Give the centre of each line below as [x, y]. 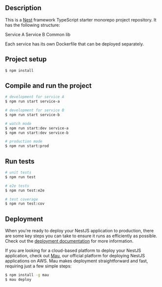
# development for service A [35, 97]
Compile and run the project [48, 86]
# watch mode [18, 123]
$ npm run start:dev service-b [37, 133]
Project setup [26, 59]
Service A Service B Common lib [38, 34]
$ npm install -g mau [27, 275]
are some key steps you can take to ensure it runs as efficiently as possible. [81, 236]
